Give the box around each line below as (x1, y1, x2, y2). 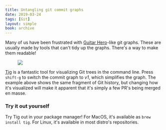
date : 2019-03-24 (5, 12, 41, 17)
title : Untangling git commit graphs (5, 7, 84, 12)
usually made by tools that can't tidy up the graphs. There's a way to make (5, 45, 159, 51)
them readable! (5, 50, 36, 56)
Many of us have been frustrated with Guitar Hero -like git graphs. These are (5, 39, 161, 45)
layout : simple (5, 21, 37, 26)
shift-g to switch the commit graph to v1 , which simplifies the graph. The (5, 74, 156, 80)
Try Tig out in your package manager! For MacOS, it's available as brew (5, 114, 151, 120)
